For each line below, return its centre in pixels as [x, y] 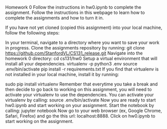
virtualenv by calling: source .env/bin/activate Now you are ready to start [80, 100]
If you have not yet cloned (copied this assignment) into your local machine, [84, 27]
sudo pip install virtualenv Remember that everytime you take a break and [81, 84]
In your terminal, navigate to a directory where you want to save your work [82, 42]
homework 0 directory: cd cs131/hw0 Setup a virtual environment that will [81, 58]
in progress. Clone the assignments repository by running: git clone [75, 48]
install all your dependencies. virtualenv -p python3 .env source [71, 64]
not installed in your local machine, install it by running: [62, 74]
